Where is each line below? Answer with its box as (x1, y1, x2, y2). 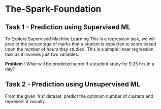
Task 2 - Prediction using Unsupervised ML (5, 80, 140, 88)
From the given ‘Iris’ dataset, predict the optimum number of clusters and (5, 93, 154, 99)
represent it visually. (5, 98, 46, 104)
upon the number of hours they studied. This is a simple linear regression (5, 46, 154, 52)
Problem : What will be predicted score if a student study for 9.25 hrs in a (5, 61, 154, 66)
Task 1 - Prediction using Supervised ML (5, 23, 131, 31)
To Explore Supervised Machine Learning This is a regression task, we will (5, 36, 156, 42)
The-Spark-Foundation (5, 3, 101, 15)
